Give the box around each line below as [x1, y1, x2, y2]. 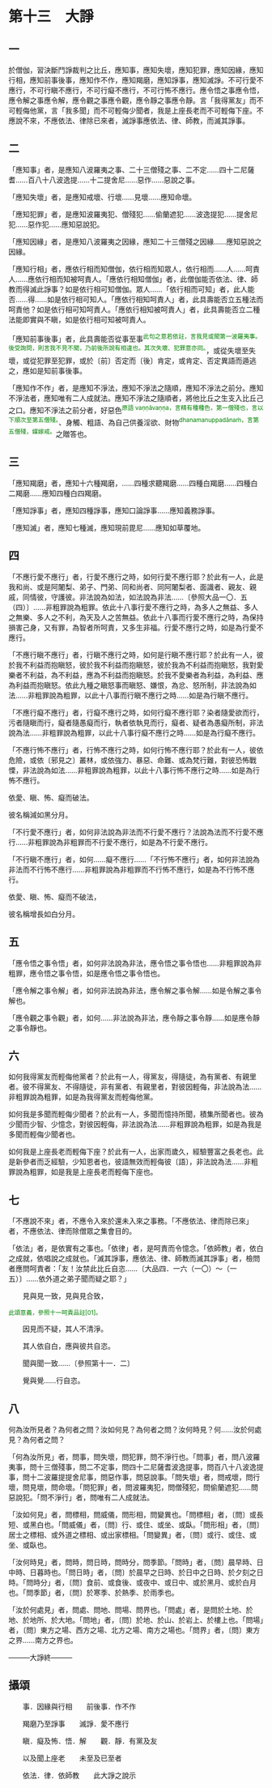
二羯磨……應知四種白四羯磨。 [8, 488, 107, 498]
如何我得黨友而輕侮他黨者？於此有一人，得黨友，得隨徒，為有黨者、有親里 [8, 1072, 257, 1082]
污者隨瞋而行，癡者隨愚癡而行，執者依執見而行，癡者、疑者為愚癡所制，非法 [8, 718, 264, 728]
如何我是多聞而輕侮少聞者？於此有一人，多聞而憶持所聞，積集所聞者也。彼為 [8, 1109, 264, 1119]
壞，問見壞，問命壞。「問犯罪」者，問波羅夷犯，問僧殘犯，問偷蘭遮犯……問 [8, 1482, 259, 1491]
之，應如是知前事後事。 [8, 366, 87, 376]
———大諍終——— [8, 1652, 73, 1662]
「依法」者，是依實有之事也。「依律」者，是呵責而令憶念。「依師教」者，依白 [8, 1244, 264, 1253]
